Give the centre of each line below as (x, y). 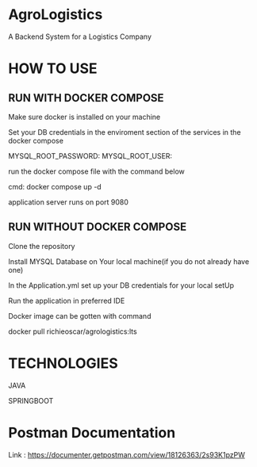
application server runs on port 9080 (69, 202)
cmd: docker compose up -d (55, 186)
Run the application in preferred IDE (67, 300)
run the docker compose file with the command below (96, 171)
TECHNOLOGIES (63, 363)
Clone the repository (42, 246)
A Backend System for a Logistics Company (80, 36)
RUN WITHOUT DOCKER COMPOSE (98, 227)
